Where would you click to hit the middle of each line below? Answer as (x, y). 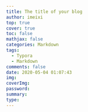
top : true (18, 23)
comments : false (26, 67)
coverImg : (18, 84)
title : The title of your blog (44, 12)
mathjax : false (25, 39)
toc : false (19, 34)
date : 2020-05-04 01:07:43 (39, 72)
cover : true (21, 28)
